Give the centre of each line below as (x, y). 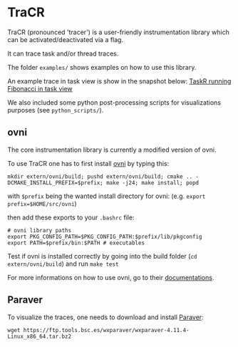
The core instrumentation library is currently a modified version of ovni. (112, 150)
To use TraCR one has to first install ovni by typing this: (88, 163)
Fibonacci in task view (40, 88)
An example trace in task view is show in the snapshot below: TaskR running (119, 81)
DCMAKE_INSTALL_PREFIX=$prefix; (55, 182)
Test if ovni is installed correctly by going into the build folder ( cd (102, 256)
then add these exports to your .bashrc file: (71, 217)
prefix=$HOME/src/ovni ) (42, 203)
